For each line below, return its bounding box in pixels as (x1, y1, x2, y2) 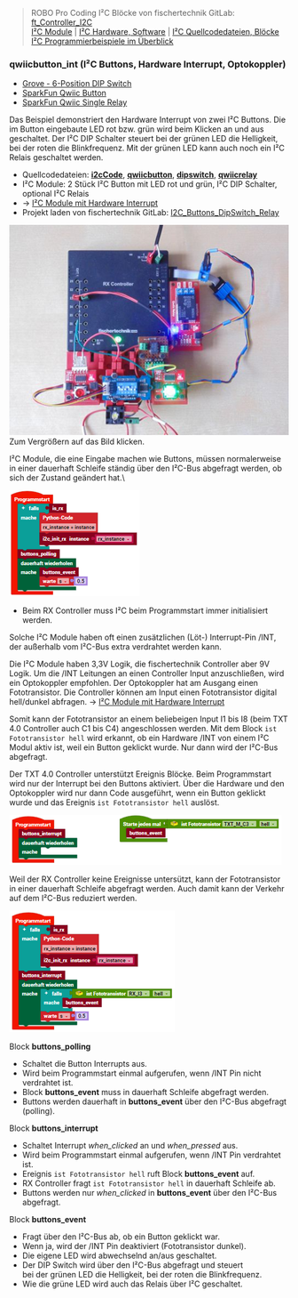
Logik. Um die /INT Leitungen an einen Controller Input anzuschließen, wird (9, 668, 285, 679)
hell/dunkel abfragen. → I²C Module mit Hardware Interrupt (9, 697, 225, 707)
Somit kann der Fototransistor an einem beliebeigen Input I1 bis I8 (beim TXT (9, 713, 288, 724)
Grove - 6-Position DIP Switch (21, 78, 132, 89)
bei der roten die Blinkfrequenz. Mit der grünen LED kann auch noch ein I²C (9, 142, 286, 154)
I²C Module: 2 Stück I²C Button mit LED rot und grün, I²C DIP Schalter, (21, 179, 278, 189)
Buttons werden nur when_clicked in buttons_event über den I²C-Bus (21, 1188, 278, 1198)
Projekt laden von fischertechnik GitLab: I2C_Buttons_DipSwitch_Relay (21, 207, 279, 218)
